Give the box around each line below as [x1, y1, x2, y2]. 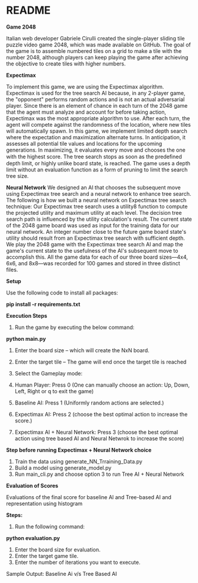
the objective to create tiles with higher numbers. [6, 60, 126, 67]
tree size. [6, 172, 29, 179]
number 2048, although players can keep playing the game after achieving [6, 54, 189, 61]
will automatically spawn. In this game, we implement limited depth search [6, 127, 188, 134]
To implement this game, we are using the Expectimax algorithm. [6, 83, 164, 90]
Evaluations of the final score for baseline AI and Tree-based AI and [6, 493, 172, 500]
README [6, 4, 51, 17]
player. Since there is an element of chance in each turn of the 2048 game [6, 102, 188, 109]
